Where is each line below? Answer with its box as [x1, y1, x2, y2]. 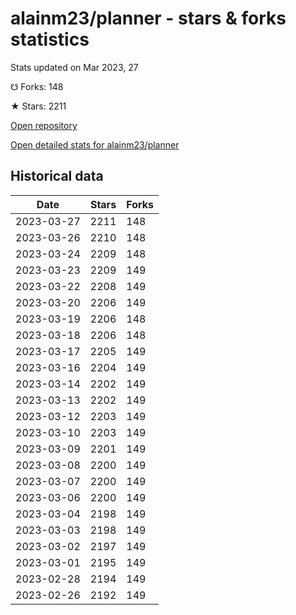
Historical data [10, 168, 104, 185]
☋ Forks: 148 [10, 80, 64, 92]
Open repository [10, 119, 78, 131]
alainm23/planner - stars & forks [10, 7, 287, 30]
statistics [10, 28, 90, 51]
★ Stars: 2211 [10, 100, 67, 112]
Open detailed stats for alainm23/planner [10, 138, 180, 151]
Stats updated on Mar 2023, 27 [10, 61, 139, 73]
